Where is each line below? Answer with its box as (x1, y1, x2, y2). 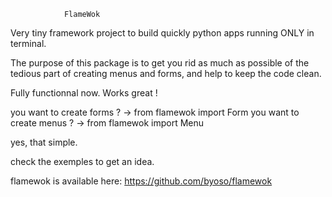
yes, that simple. (10, 136, 78, 148)
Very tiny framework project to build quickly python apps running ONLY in (10, 27, 315, 39)
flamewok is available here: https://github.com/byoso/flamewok (10, 175, 273, 187)
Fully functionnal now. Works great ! (10, 87, 158, 99)
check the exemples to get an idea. (10, 156, 155, 167)
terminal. (10, 38, 47, 49)
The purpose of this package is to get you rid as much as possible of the (10, 57, 310, 69)
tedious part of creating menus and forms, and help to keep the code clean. (10, 68, 322, 79)
